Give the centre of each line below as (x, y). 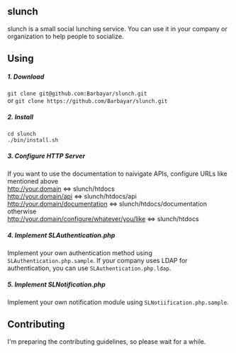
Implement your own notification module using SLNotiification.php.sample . (118, 302)
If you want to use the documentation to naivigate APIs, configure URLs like (118, 174)
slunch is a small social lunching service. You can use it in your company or (118, 28)
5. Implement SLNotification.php (57, 284)
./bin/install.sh (33, 140)
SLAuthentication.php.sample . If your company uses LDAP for (97, 261)
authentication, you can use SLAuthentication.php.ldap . (89, 268)
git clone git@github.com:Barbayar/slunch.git (77, 94)
